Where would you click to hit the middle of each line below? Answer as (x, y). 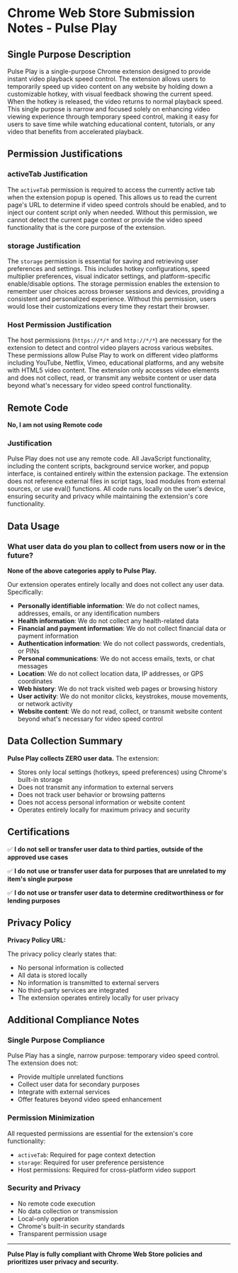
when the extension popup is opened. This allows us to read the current (112, 197)
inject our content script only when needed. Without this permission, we (112, 212)
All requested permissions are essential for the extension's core (100, 1133)
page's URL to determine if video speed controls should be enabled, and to (117, 204)
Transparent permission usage (62, 1233)
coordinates (35, 681)
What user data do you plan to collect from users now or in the (117, 546)
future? (21, 555)
